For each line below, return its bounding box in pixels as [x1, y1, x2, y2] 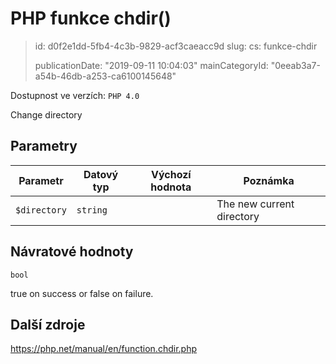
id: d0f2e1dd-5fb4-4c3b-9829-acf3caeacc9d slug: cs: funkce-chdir [34, 40, 318, 52]
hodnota [150, 180, 192, 194]
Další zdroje [10, 316, 86, 333]
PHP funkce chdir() [10, 7, 172, 30]
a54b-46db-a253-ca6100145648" [34, 70, 177, 82]
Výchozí [150, 167, 192, 181]
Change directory [10, 108, 83, 121]
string [76, 204, 108, 216]
